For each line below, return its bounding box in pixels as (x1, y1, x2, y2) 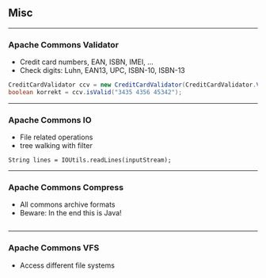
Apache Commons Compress (8, 182, 124, 193)
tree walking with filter (19, 141, 93, 150)
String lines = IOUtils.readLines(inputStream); (8, 156, 172, 165)
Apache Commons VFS (8, 242, 100, 253)
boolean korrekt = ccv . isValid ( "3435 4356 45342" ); (8, 88, 182, 96)
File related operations (19, 132, 93, 142)
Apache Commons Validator (8, 39, 119, 50)
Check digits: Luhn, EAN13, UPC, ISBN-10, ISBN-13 (19, 66, 185, 75)
